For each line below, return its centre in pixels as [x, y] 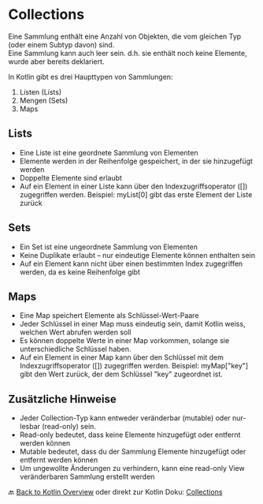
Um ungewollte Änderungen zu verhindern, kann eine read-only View [132, 469]
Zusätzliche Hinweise [62, 399]
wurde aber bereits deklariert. [56, 62]
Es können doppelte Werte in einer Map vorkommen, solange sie [124, 341]
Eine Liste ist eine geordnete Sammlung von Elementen [109, 152]
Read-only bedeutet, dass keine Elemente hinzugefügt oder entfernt [130, 435]
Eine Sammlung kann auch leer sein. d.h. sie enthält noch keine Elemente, [128, 53]
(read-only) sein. [69, 427]
